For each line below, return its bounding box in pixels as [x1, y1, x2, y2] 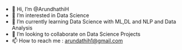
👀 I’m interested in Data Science [11, 12, 90, 19]
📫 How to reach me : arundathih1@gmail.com [11, 37, 123, 44]
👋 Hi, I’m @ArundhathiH [11, 6, 70, 12]
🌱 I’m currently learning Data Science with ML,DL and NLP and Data [11, 18, 177, 25]
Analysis [11, 24, 33, 31]
